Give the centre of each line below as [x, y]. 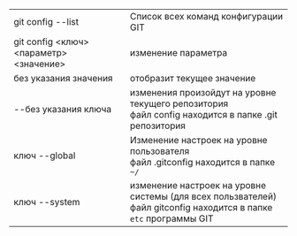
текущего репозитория [179, 103]
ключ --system [47, 202]
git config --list [46, 22]
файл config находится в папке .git [204, 114]
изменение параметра [179, 53]
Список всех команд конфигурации [206, 16]
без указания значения [63, 78]
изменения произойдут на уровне [203, 92]
